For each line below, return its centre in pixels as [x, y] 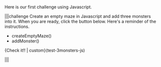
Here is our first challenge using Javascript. [48, 7]
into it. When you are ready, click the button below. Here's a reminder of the [80, 21]
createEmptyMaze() [32, 36]
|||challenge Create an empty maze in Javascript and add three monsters [78, 16]
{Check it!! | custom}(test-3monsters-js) [45, 50]
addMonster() [25, 41]
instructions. [17, 27]
